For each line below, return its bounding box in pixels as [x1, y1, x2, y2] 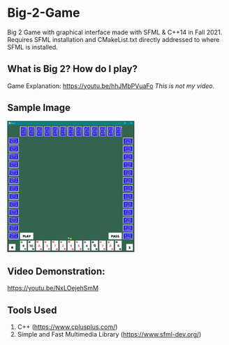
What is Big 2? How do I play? [7, 63, 138, 75]
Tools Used [7, 304, 57, 316]
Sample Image [7, 102, 71, 114]
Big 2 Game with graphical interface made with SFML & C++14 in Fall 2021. [7, 28, 223, 36]
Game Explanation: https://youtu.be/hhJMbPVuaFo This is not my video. [7, 82, 215, 90]
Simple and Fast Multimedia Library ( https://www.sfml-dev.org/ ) [17, 330, 202, 339]
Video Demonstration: [7, 265, 106, 277]
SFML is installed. [7, 43, 58, 51]
